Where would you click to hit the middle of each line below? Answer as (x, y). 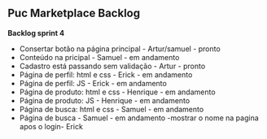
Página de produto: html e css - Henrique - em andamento (118, 92)
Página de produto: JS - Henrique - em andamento (105, 100)
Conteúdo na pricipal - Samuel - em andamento (99, 57)
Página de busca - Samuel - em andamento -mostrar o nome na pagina (139, 118)
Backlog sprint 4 (36, 33)
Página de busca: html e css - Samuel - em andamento (112, 109)
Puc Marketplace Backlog (74, 13)
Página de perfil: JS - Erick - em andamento (93, 83)
